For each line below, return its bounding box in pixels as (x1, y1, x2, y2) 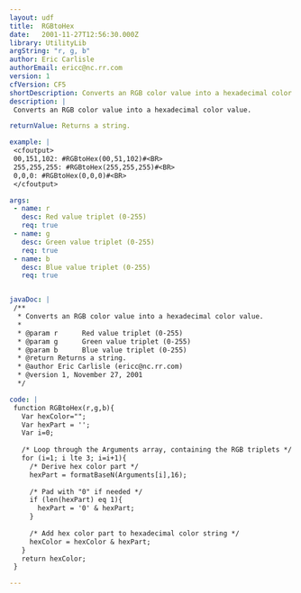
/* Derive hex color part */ (29, 462, 140, 471)
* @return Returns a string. (17, 354, 127, 363)
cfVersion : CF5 (9, 80, 67, 89)
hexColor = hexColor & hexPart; (29, 537, 151, 546)
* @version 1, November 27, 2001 (17, 371, 143, 380)
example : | (9, 138, 50, 147)
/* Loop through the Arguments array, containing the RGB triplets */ (21, 445, 293, 454)
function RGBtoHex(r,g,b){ (13, 403, 115, 412)
